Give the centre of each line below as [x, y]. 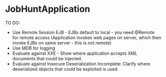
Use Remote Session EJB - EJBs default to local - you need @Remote [83, 32]
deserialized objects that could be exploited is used [65, 69]
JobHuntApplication [48, 9]
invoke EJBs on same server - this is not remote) [62, 42]
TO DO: [13, 23]
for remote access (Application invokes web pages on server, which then [87, 38]
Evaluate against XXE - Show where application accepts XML [75, 53]
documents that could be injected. [47, 58]
